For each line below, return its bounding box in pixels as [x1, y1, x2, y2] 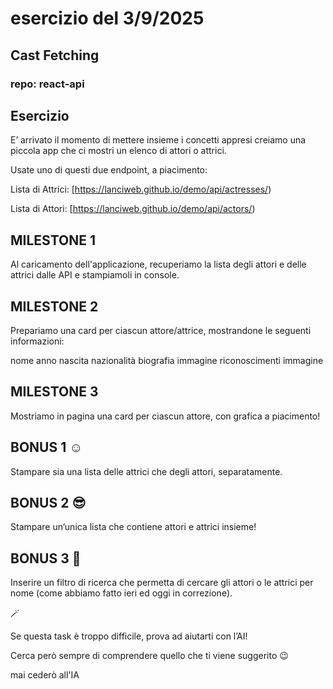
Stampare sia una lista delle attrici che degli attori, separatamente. [10, 465, 283, 477]
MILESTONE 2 [10, 298, 99, 315]
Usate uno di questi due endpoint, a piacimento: [10, 164, 208, 176]
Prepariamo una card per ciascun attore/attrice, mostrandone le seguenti [10, 324, 312, 336]
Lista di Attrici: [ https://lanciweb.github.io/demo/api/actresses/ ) [10, 183, 272, 196]
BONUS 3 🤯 [10, 550, 82, 567]
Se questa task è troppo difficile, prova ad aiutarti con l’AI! [10, 630, 248, 642]
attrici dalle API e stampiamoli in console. [10, 269, 180, 281]
